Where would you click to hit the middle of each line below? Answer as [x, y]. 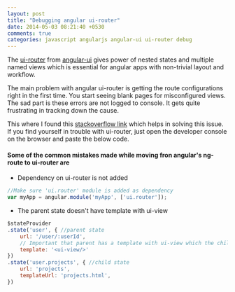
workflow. [21, 75]
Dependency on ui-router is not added [72, 178]
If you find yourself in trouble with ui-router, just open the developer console [117, 132]
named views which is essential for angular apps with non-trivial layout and [116, 67]
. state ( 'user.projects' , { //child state [69, 263]
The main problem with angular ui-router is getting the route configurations [115, 88]
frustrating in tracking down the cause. [63, 111]
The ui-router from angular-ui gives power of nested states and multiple [111, 60]
